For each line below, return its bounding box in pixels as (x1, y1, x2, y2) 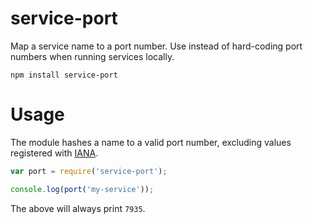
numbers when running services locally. (10, 50, 175, 62)
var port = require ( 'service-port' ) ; (10, 166, 168, 176)
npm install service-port (10, 70, 118, 80)
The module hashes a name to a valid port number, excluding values (10, 136, 292, 148)
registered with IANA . (10, 147, 99, 159)
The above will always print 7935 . (10, 202, 146, 214)
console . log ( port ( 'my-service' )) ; (10, 184, 155, 194)
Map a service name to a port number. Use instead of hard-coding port (10, 40, 303, 52)
